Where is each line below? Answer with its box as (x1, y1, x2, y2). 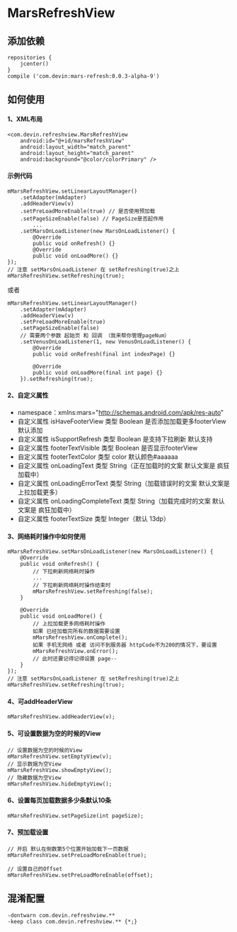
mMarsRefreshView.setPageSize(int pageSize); (7, 812, 144, 819)
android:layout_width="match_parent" (20, 143, 132, 150)
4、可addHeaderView (7, 697, 73, 705)
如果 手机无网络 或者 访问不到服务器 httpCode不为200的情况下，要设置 (33, 642, 217, 649)
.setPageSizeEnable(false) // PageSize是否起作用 (20, 215, 164, 222)
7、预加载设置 (7, 828, 49, 836)
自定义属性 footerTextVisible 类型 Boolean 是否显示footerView (17, 444, 198, 452)
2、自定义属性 (7, 391, 49, 399)
